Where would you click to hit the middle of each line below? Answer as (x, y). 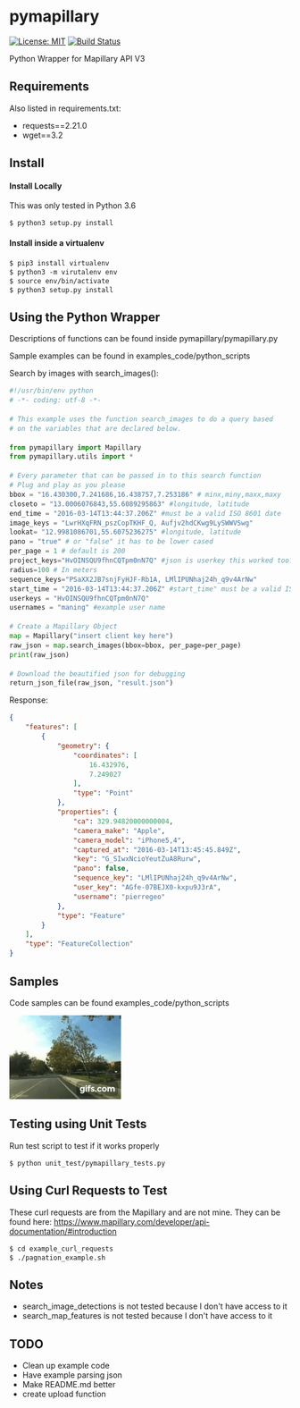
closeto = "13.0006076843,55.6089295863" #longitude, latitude (129, 504)
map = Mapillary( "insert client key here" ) (92, 637)
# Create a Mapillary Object (63, 627)
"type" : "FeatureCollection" (79, 944)
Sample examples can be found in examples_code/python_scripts (130, 356)
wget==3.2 (42, 135)
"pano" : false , (101, 869)
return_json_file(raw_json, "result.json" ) (92, 683)
